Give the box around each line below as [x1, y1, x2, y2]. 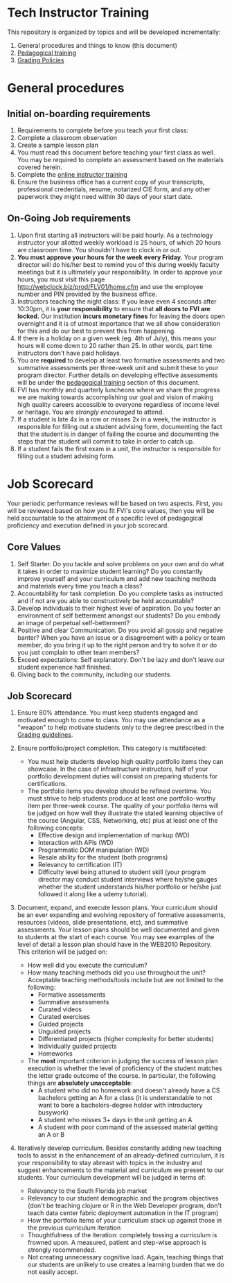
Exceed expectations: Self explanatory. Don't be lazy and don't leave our [17, 655, 225, 663]
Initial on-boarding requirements [7, 107, 151, 119]
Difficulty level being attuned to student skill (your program [37, 868, 206, 876]
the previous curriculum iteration [27, 1223, 121, 1232]
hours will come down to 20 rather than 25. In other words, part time [17, 341, 213, 349]
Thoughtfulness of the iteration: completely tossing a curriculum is [27, 1231, 217, 1239]
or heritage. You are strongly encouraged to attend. [17, 408, 164, 416]
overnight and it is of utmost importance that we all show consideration [17, 319, 220, 327]
